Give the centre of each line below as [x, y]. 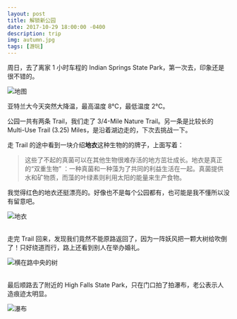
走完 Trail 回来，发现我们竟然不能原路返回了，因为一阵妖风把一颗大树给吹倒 [117, 239]
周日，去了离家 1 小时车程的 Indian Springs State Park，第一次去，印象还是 [116, 67]
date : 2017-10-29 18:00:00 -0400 [56, 27]
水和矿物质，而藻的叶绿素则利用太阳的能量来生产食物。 [105, 177]
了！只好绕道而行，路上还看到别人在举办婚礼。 [75, 248]
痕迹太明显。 [32, 294]
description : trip [34, 33]
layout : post [26, 14]
